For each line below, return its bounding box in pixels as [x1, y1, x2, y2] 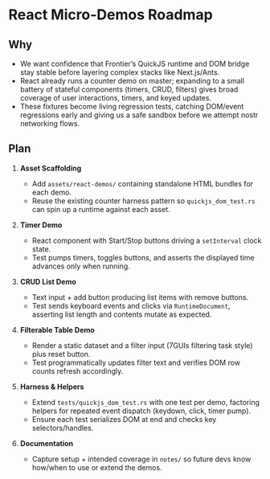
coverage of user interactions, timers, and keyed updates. [19, 93, 211, 102]
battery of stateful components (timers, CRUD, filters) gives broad [19, 84, 239, 94]
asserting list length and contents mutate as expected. [31, 309, 212, 319]
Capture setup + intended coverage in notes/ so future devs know [31, 454, 252, 464]
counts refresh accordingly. [31, 366, 124, 375]
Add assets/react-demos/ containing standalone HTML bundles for [31, 178, 254, 188]
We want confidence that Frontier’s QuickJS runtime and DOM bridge [19, 59, 250, 68]
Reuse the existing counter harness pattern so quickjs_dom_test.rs [31, 195, 256, 206]
